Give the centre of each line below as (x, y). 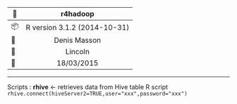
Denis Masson (78, 40)
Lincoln (78, 52)
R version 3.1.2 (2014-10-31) (78, 27)
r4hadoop (77, 14)
